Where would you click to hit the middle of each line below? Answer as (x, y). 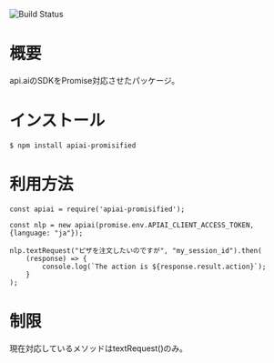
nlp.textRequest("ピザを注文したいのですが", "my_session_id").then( (136, 250)
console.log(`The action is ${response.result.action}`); (154, 267)
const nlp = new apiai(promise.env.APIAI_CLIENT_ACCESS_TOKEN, (132, 225)
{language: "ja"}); (46, 233)
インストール (57, 121)
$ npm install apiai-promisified (73, 146)
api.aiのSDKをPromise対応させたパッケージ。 (95, 80)
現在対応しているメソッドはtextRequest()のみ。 (99, 348)
